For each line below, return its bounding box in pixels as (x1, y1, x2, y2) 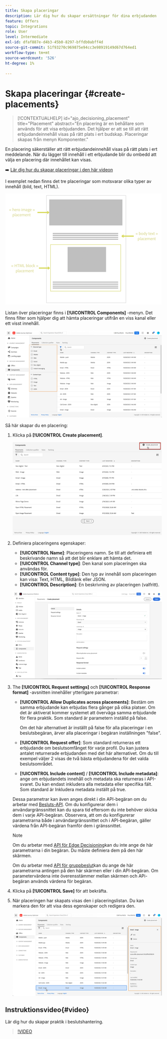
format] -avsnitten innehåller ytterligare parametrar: (12, 689, 119, 695)
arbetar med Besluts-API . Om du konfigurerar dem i (12, 802, 118, 808)
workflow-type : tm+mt (5, 50, 50, 55)
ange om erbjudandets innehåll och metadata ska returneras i (19, 776, 146, 782)
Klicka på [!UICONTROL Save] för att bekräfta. (12, 888, 108, 894)
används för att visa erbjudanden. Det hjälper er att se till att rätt (17, 126, 149, 132)
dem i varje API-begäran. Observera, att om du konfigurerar (12, 812, 135, 818)
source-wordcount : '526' (5, 55, 57, 60)
